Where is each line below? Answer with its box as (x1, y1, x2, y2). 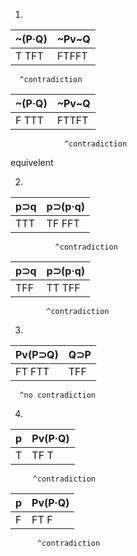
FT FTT (15, 365, 50, 378)
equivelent (10, 157, 54, 168)
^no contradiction (19, 390, 97, 400)
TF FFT (46, 217, 80, 230)
